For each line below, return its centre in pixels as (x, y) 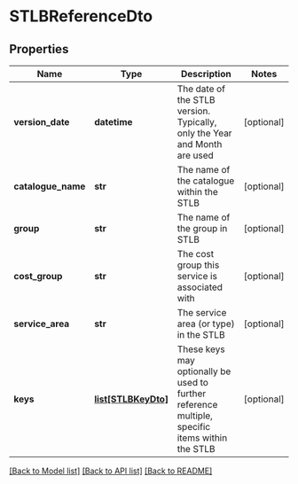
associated (200, 287)
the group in (202, 228)
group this (198, 265)
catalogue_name (50, 186)
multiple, (195, 416)
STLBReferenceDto (81, 16)
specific (194, 427)
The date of (201, 89)
